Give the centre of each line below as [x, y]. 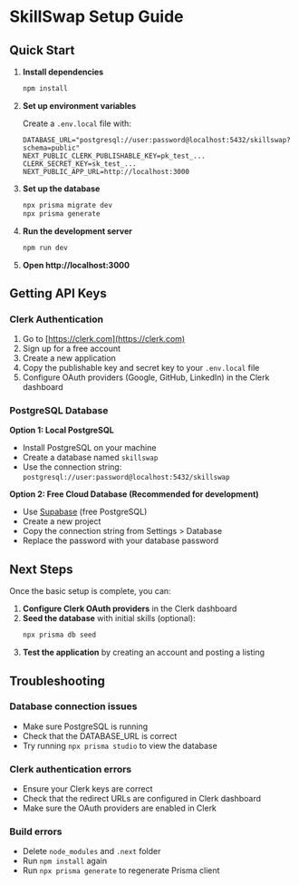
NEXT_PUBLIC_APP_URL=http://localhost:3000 [106, 171]
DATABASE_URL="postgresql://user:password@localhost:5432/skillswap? [157, 140]
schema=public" [51, 148]
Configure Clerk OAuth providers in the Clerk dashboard [130, 608]
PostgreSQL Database [59, 411]
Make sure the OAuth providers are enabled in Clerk [120, 808]
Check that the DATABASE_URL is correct [100, 735]
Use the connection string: [72, 467]
